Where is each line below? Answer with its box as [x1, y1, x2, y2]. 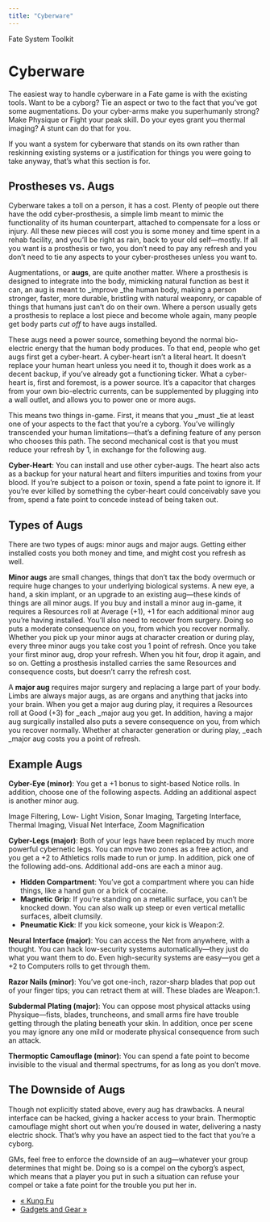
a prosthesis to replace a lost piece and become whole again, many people [8, 311, 257, 320]
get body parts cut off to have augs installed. [8, 320, 158, 329]
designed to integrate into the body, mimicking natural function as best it [8, 276, 250, 287]
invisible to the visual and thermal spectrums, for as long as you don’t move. [8, 1060, 261, 1069]
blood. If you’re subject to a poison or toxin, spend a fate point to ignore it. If [8, 478, 261, 488]
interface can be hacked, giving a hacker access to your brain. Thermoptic [8, 1113, 256, 1123]
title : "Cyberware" [8, 11, 74, 20]
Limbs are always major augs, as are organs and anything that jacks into [8, 691, 248, 701]
